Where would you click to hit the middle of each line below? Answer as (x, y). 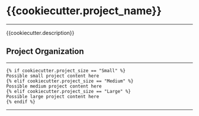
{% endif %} (21, 102)
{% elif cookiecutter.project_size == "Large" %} (69, 91)
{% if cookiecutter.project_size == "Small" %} (66, 70)
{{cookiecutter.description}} (40, 33)
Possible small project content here (53, 76)
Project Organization (45, 51)
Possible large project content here (53, 96)
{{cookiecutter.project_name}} (84, 11)
